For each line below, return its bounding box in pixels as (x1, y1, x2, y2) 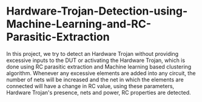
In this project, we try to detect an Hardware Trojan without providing (6, 50, 179, 57)
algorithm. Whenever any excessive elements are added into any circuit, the (6, 69, 196, 76)
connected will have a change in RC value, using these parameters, (6, 82, 175, 89)
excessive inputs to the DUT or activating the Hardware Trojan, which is (6, 56, 186, 64)
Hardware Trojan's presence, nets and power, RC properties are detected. (6, 89, 191, 96)
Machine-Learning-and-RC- (6, 17, 152, 31)
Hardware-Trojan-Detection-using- (6, 4, 188, 18)
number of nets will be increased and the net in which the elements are (6, 76, 184, 83)
